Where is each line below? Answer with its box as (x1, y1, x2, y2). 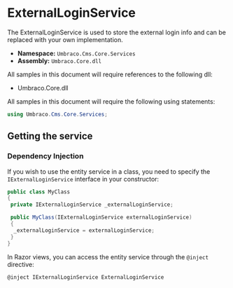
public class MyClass (7, 188, 71, 196)
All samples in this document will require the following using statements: (7, 97, 216, 106)
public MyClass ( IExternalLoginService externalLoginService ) (10, 214, 192, 221)
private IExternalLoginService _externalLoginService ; (10, 201, 174, 208)
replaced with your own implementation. (7, 35, 124, 43)
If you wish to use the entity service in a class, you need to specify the (7, 167, 211, 176)
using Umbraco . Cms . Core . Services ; (7, 111, 108, 118)
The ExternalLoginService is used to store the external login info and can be (7, 28, 226, 36)
